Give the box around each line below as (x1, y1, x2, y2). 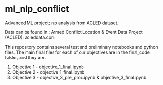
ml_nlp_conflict (5, 3, 70, 15)
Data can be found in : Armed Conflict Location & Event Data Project (5, 29, 143, 35)
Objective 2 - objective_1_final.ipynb (12, 69, 85, 75)
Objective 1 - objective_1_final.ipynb (12, 64, 84, 70)
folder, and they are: (5, 54, 46, 60)
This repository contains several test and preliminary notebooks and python (5, 44, 158, 50)
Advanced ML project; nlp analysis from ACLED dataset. (5, 20, 119, 26)
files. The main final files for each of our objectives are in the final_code (5, 49, 150, 55)
